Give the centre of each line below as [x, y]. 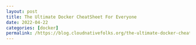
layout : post [22, 11]
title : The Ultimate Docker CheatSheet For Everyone [71, 17]
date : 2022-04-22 [27, 22]
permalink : [19, 33]
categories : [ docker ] [32, 28]
